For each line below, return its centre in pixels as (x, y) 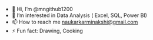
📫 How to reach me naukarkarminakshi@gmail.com (75, 22)
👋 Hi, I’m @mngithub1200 (42, 9)
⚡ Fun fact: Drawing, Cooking (47, 31)
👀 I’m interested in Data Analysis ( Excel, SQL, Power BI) (79, 15)
